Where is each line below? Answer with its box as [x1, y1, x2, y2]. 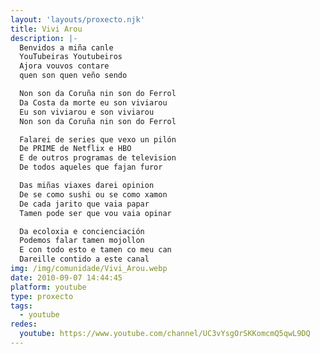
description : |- [10, 33, 78, 43]
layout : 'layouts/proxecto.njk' [10, 14, 145, 25]
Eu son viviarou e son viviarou [19, 107, 155, 117]
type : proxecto [10, 291, 74, 301]
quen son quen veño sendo [19, 71, 128, 81]
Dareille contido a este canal [19, 254, 150, 265]
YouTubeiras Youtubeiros [19, 52, 123, 62]
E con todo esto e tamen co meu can [19, 245, 172, 255]
